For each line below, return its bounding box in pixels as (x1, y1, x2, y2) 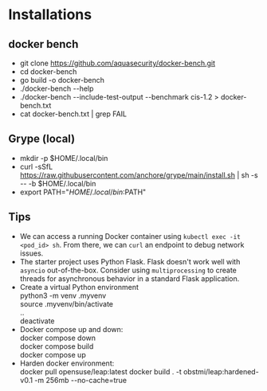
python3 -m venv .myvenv (19, 291, 107, 300)
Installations (8, 6, 92, 24)
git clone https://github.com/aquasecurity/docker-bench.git (19, 58, 216, 68)
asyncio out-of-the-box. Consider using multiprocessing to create (19, 265, 237, 275)
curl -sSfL (19, 162, 53, 171)
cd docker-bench (19, 67, 77, 76)
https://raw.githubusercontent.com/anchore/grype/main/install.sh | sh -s (19, 170, 258, 180)
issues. (19, 248, 44, 258)
